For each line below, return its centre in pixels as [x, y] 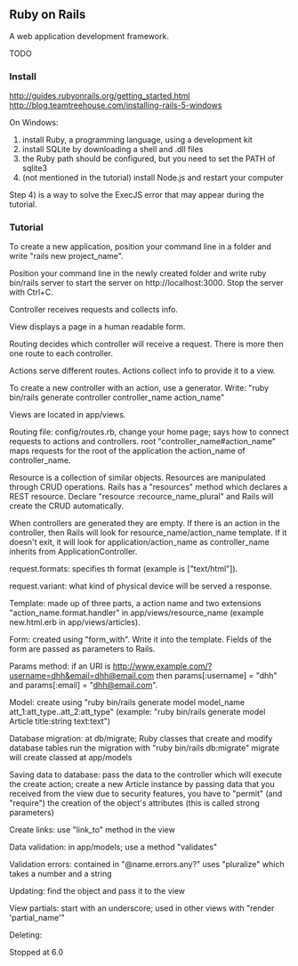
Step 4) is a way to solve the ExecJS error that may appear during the [137, 195]
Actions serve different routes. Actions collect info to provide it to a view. [142, 371]
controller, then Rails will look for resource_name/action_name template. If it [148, 532]
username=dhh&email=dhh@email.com [82, 676]
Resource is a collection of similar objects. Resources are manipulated [137, 478]
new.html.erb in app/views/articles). [75, 622]
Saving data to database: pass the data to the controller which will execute [146, 775]
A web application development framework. [89, 36]
